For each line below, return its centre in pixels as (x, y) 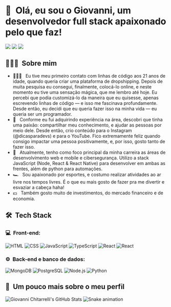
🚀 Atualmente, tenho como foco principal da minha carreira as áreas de (89, 152)
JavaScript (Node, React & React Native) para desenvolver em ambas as (89, 163)
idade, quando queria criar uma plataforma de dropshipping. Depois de (88, 81)
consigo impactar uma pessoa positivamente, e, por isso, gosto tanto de (89, 141)
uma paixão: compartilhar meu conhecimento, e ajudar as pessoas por (87, 125)
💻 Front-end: (23, 233)
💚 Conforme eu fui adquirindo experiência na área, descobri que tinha (88, 119)
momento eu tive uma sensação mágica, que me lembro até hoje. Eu (85, 92)
